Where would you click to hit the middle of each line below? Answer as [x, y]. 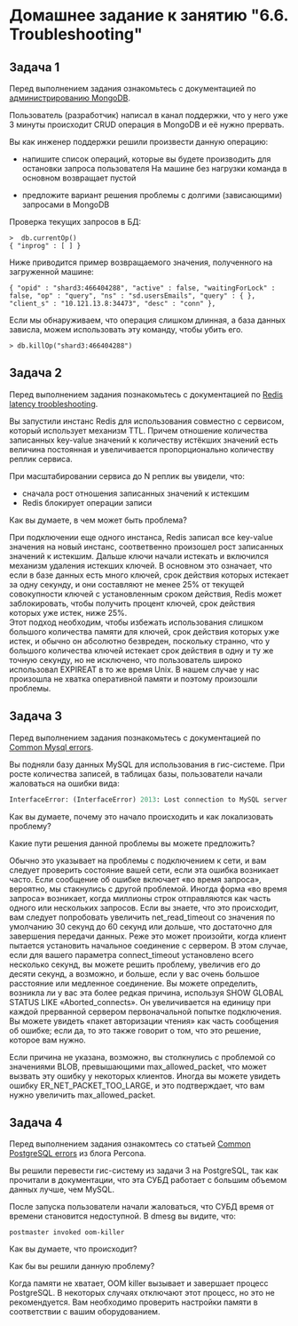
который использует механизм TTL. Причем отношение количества [139, 430]
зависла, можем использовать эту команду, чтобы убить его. [126, 329]
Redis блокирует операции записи [87, 502]
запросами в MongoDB [66, 204]
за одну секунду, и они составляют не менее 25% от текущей [127, 584]
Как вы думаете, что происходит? [73, 1249]
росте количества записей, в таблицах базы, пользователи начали [136, 773]
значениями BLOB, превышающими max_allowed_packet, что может [138, 1066]
